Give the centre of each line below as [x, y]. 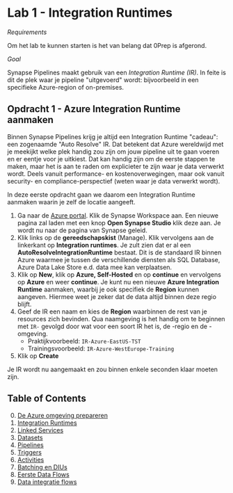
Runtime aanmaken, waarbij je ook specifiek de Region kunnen [108, 289]
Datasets [30, 437]
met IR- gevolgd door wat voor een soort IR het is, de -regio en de [112, 326]
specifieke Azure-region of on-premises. [65, 87]
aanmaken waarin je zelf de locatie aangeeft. [71, 202]
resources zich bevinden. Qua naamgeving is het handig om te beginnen [121, 318]
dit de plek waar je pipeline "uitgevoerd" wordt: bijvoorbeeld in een [103, 80]
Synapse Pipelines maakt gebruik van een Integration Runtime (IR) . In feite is [116, 72]
